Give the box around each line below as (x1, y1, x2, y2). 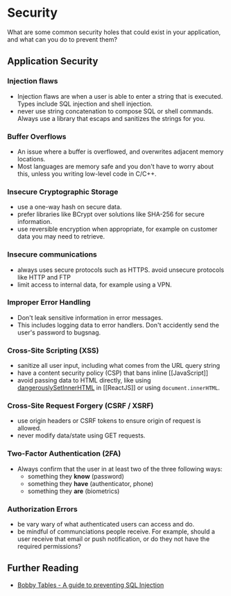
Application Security (7, 56, 99, 67)
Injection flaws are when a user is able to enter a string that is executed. (17, 92, 223, 100)
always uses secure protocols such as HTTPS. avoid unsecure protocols (17, 266, 224, 274)
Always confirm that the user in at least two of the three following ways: (17, 465, 223, 473)
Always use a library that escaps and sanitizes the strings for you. (17, 114, 206, 122)
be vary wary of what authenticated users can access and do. (17, 520, 195, 528)
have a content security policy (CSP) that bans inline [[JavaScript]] (17, 369, 209, 377)
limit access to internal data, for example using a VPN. (17, 280, 172, 289)
